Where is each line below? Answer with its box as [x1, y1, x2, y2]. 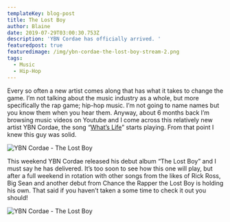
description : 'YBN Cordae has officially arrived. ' [7, 36, 161, 43]
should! [7, 193, 29, 201]
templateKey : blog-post [7, 10, 76, 17]
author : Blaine [7, 23, 51, 30]
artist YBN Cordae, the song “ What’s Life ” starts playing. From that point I [7, 123, 214, 131]
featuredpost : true [7, 42, 63, 49]
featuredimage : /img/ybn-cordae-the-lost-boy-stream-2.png [7, 49, 180, 56]
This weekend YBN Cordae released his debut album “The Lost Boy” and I [7, 157, 216, 165]
